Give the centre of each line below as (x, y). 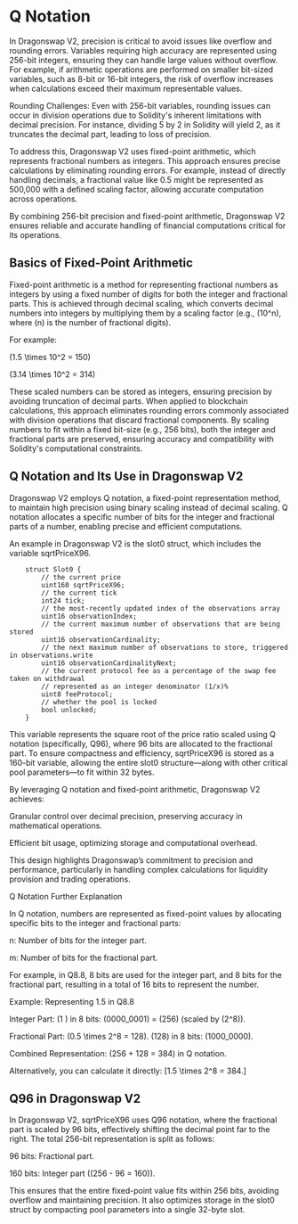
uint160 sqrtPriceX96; (83, 585)
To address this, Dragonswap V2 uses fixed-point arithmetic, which (133, 151)
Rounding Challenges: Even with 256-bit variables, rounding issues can (140, 105)
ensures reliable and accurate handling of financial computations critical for (148, 226)
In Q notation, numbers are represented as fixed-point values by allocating (145, 913)
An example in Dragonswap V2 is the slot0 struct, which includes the (136, 543)
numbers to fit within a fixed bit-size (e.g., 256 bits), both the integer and (142, 429)
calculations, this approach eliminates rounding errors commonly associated (149, 410)
